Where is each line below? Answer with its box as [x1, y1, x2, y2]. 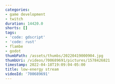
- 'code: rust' [5, 40, 37, 44]
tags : [5, 30, 16, 35]
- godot [5, 48, 21, 53]
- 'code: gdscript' [5, 35, 46, 40]
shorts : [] [5, 26, 28, 31]
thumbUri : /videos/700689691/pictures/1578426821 [5, 58, 111, 63]
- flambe [5, 44, 23, 49]
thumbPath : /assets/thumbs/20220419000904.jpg [5, 53, 104, 58]
